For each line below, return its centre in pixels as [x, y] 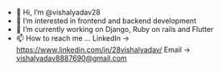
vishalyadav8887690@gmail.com [71, 58]
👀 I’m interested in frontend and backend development [106, 21]
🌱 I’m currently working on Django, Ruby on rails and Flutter [115, 29]
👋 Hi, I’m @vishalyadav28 [58, 12]
